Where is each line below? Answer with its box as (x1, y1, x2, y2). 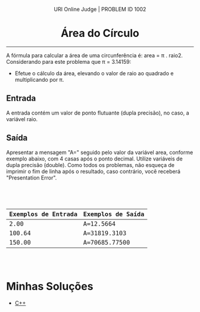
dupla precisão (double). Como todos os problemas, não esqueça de (6, 161, 174, 168)
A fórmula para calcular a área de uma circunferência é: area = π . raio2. (6, 51, 183, 59)
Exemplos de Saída (83, 210, 145, 218)
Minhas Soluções (6, 279, 93, 293)
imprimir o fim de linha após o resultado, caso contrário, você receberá (6, 168, 180, 175)
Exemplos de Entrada (9, 210, 78, 218)
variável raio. (6, 115, 38, 122)
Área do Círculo (60, 27, 140, 40)
